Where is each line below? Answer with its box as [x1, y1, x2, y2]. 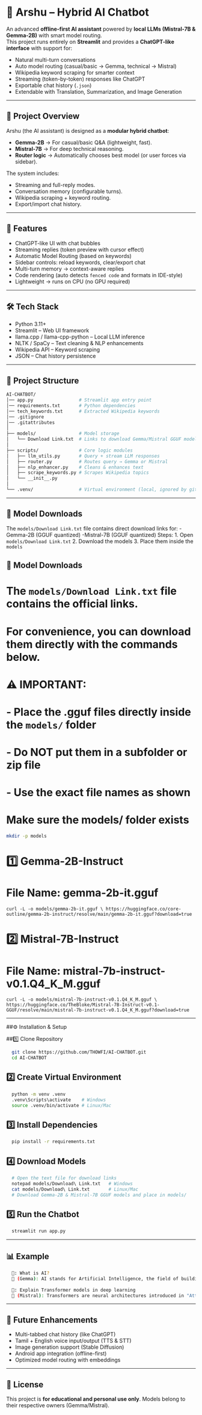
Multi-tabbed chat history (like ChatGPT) [14, 1331, 116, 1338]
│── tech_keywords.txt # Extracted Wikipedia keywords [6, 408, 161, 414]
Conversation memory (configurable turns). [14, 188, 123, 195]
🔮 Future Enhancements [6, 1315, 98, 1325]
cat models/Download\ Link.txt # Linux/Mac [11, 1186, 138, 1192]
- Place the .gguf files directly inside [6, 705, 191, 719]
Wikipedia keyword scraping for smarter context [14, 69, 135, 76]
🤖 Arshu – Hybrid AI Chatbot [6, 5, 149, 19]
